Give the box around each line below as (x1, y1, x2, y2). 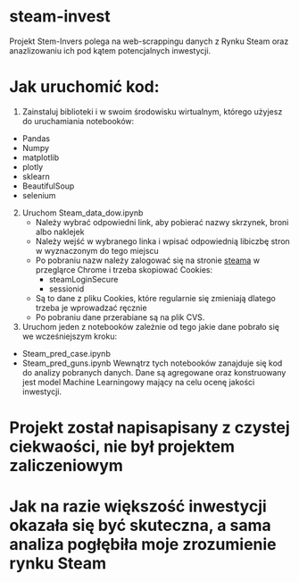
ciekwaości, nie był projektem (9, 436, 235, 457)
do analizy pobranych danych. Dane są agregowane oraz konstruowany (21, 367, 287, 377)
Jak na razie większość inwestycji (9, 496, 268, 517)
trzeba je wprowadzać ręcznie (35, 302, 147, 313)
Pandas (21, 132, 51, 144)
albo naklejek (35, 226, 85, 237)
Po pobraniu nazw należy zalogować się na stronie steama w (35, 255, 261, 266)
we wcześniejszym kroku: (21, 331, 118, 342)
